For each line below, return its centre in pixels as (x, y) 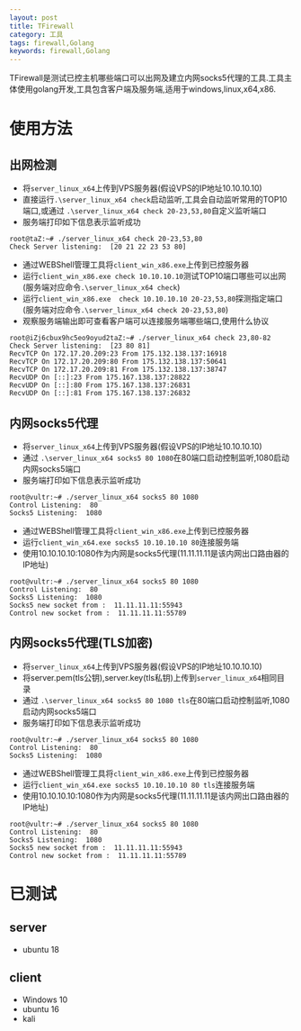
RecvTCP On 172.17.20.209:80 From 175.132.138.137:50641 (118, 362)
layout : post (34, 18)
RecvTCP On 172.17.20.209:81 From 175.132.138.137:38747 (118, 370)
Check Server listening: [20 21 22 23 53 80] (98, 247)
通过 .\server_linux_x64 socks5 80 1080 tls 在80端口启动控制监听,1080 (156, 700)
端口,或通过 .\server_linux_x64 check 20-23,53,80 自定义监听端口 (144, 211)
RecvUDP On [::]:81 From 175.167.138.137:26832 (100, 393)
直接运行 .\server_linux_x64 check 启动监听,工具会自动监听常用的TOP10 (155, 200)
